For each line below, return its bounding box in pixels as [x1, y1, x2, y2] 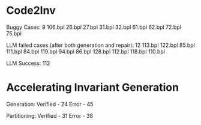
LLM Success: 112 [6, 59, 50, 67]
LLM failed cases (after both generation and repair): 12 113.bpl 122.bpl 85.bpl [6, 41, 195, 49]
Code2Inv [6, 4, 56, 17]
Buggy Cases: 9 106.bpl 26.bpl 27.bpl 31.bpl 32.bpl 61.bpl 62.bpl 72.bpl [6, 23, 181, 31]
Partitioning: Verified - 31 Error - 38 [6, 112, 94, 119]
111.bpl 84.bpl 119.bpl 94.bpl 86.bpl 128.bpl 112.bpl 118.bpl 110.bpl [6, 47, 165, 55]
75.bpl [6, 29, 22, 37]
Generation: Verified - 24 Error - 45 [6, 100, 94, 108]
